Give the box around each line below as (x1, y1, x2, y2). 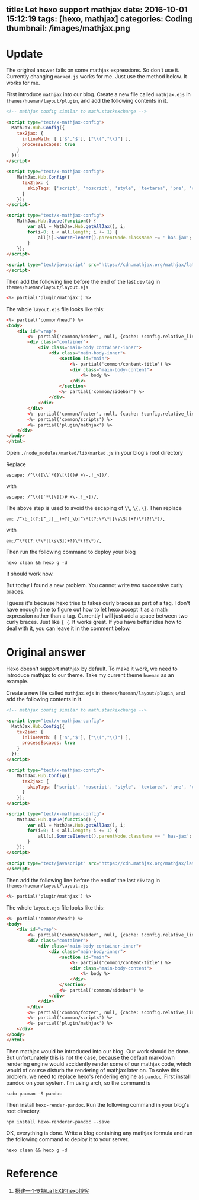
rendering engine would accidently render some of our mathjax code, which (6, 1060, 191, 1068)
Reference (6, 1167, 58, 1180)
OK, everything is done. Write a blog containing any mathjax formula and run (6, 1129, 193, 1136)
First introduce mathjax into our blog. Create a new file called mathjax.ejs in (6, 91, 191, 98)
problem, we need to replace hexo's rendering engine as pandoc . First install (6, 1073, 191, 1080)
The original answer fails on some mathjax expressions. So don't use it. (6, 67, 180, 74)
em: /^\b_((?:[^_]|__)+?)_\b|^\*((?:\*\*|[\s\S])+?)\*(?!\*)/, (6, 516, 166, 522)
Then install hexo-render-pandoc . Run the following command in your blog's (6, 1101, 190, 1108)
